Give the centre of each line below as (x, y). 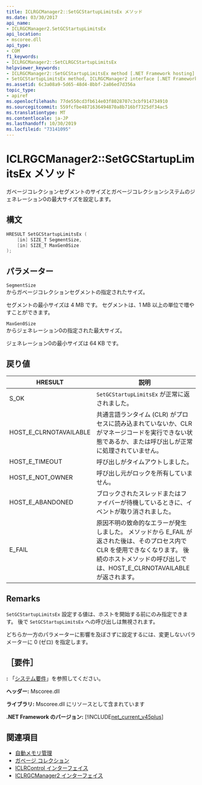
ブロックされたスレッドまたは (139, 493)
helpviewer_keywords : (33, 68)
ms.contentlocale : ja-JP (37, 118)
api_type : (19, 46)
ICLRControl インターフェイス (51, 768)
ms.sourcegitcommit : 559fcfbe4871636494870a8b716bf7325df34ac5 (87, 107)
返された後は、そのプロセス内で (142, 541)
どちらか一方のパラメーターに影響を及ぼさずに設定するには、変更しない (96, 634)
